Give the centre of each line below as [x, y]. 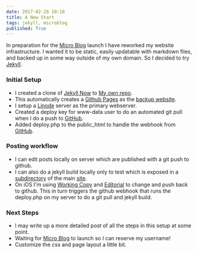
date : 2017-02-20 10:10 [36, 12]
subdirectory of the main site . [51, 178]
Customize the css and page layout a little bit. [70, 244]
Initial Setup [24, 80]
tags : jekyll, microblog [37, 23]
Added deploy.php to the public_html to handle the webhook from [95, 124]
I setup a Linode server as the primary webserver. [76, 106]
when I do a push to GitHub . [49, 118]
